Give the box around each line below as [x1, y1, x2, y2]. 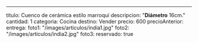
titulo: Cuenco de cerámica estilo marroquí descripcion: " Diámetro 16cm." [6, 12, 186, 18]
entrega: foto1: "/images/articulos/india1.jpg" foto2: [6, 24, 130, 31]
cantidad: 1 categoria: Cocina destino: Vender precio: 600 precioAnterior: [6, 18, 184, 25]
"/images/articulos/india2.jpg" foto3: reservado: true [6, 31, 134, 37]
